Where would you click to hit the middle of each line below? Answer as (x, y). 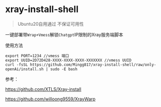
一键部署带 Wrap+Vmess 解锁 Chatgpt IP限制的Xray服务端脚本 (64, 34)
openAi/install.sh (24, 69)
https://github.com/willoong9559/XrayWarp (50, 99)
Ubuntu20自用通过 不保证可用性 (51, 24)
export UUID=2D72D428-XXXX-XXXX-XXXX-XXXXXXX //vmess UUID (68, 60)
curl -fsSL (17, 65)
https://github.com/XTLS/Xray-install (43, 89)
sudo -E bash (64, 69)
